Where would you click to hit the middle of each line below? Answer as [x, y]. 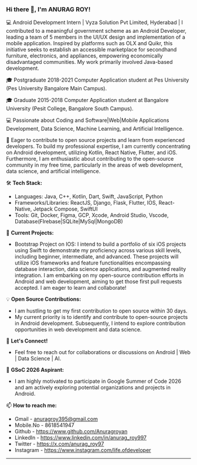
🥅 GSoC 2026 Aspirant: [35, 370]
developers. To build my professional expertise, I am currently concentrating [98, 147]
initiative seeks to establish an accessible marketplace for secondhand [91, 50]
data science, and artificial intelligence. [53, 171]
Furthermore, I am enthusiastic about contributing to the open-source [90, 159]
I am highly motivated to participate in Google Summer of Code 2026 [98, 381]
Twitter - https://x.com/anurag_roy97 [59, 444]
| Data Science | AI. [38, 359]
